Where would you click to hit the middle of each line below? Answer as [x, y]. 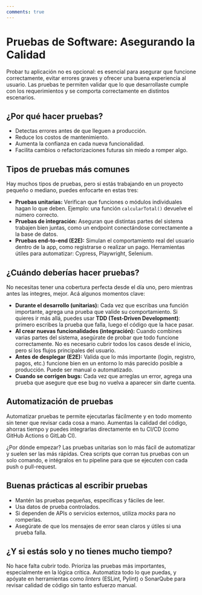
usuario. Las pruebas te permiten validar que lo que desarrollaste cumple [97, 84]
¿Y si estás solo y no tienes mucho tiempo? [89, 552]
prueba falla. [31, 532]
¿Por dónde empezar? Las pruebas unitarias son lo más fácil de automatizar [101, 447]
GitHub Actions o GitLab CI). [41, 435]
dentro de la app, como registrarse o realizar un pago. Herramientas [100, 247]
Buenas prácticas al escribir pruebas [77, 486]
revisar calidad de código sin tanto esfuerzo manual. [72, 585]
